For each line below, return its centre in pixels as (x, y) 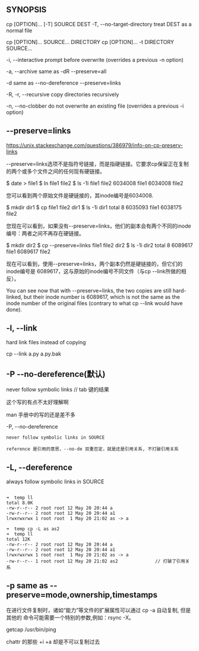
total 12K (18, 540)
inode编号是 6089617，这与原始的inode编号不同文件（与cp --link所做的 (94, 271)
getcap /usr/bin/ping (31, 629)
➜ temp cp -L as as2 (33, 529)
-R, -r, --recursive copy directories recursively (63, 94)
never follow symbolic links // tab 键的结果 (58, 389)
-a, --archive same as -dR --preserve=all (56, 71)
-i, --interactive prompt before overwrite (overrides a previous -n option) (95, 59)
